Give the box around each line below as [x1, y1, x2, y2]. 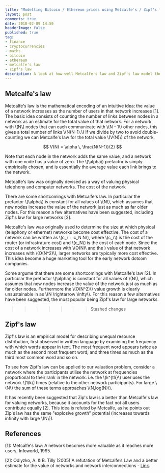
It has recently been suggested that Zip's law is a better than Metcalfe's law [5, 394, 159, 400]
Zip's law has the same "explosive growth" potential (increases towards [5, 410, 150, 416]
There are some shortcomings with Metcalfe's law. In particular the [5, 193, 140, 199]
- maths [5, 48, 21, 53]
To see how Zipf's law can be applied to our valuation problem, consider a [5, 364, 155, 370]
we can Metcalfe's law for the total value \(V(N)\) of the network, [24, 134, 155, 140]
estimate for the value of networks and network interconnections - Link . [5, 463, 151, 469]
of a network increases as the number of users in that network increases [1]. [5, 108, 160, 114]
